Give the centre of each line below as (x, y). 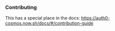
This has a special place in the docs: (42, 18)
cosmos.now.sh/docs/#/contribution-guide (49, 23)
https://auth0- (95, 18)
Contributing (21, 7)
